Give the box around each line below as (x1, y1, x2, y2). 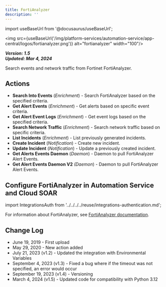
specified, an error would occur (12, 266, 77, 272)
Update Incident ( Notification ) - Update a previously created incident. (12, 145, 156, 152)
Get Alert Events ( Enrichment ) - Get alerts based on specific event (12, 103, 150, 109)
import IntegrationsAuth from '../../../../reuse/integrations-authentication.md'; (5, 202, 162, 208)
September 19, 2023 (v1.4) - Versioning (12, 271, 93, 277)
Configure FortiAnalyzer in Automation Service (5, 181, 154, 190)
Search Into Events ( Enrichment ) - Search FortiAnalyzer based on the (12, 93, 156, 98)
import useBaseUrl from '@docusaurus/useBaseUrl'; (5, 25, 113, 31)
